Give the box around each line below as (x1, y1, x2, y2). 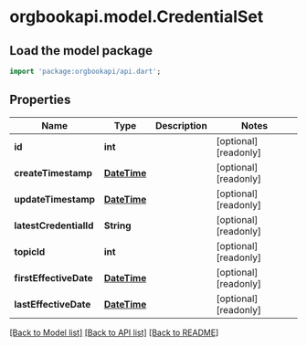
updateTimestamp (14, 193, 96, 205)
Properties (9, 92, 71, 108)
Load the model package (9, 43, 153, 58)
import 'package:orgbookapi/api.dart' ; (9, 67, 162, 76)
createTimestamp (14, 166, 93, 179)
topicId (14, 245, 46, 257)
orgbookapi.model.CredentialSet (9, 6, 264, 27)
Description (154, 119, 207, 131)
